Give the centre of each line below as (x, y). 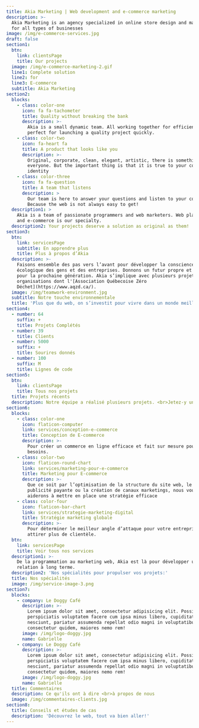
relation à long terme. (46, 568)
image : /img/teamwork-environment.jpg (60, 292)
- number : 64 (28, 314)
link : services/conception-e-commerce (70, 430)
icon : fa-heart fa (44, 144)
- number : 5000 (30, 342)
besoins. (38, 452)
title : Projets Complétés (49, 325)
